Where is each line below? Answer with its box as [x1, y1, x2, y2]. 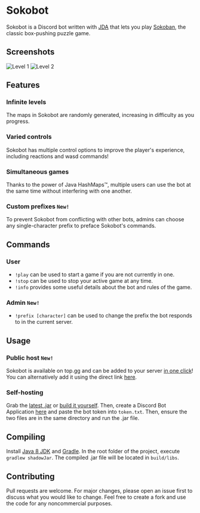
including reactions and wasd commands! [6, 153, 109, 160]
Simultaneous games [6, 168, 69, 176]
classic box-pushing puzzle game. [6, 29, 91, 36]
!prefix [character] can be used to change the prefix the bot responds [14, 312, 192, 319]
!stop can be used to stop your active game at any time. [14, 277, 153, 285]
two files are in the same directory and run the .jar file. [6, 415, 140, 422]
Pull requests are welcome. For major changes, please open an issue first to [6, 487, 193, 494]
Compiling [6, 432, 46, 442]
